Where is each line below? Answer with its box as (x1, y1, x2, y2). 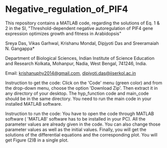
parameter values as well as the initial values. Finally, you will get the (5, 126, 146, 133)
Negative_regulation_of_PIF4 (5, 3, 128, 15)
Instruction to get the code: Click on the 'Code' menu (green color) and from (5, 80, 162, 86)
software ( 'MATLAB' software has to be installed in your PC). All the (5, 116, 146, 122)
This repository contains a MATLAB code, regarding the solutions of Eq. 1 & (5, 20, 160, 26)
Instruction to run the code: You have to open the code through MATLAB (5, 111, 154, 117)
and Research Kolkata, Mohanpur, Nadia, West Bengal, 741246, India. (5, 60, 147, 66)
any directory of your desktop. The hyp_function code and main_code (5, 90, 149, 96)
